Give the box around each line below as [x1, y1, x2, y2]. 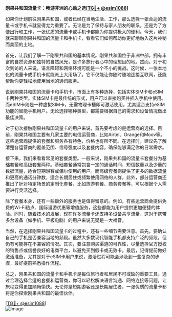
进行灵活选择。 [9, 187, 41, 193]
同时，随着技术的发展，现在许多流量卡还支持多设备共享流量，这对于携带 [14, 211, 167, 217]
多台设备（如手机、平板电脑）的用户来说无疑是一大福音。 [5, 217, 126, 223]
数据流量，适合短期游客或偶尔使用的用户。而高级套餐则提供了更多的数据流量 [5, 168, 167, 174]
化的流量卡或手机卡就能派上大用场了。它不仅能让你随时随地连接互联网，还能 [5, 72, 167, 77]
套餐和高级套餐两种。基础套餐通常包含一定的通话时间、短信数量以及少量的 [9, 162, 167, 168]
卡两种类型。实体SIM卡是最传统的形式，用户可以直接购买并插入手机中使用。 [5, 95, 166, 101]
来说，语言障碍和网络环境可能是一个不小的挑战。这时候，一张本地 [27, 65, 167, 71]
